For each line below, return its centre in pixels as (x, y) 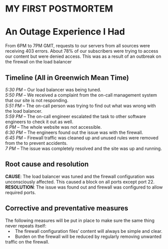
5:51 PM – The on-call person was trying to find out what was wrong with (81, 106)
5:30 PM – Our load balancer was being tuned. (53, 90)
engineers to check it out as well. (39, 122)
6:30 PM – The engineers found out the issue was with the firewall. (74, 132)
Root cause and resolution (47, 164)
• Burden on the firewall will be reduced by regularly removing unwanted (85, 236)
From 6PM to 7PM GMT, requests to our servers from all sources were (78, 46)
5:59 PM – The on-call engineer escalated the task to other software (76, 116)
